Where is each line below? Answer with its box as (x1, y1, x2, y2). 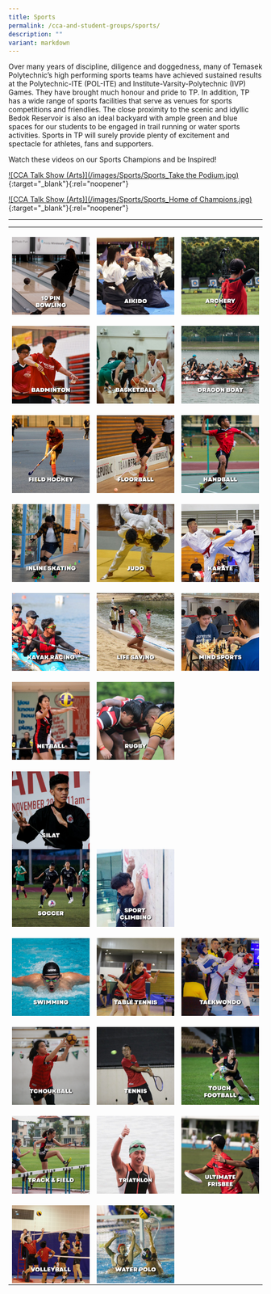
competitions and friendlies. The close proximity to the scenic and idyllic (8, 105, 249, 115)
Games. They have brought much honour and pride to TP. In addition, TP (8, 87, 250, 97)
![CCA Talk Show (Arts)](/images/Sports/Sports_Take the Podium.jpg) (8, 171, 240, 180)
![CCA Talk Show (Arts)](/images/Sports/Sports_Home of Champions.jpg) (8, 195, 252, 204)
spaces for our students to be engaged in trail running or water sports (8, 122, 240, 132)
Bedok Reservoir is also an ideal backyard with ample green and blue (8, 113, 238, 123)
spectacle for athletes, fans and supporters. (8, 139, 154, 149)
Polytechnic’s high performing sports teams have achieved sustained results (8, 70, 262, 80)
